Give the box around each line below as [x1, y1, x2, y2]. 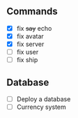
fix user [16, 48, 39, 56]
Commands [6, 6, 58, 17]
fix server [16, 40, 45, 48]
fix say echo [16, 24, 52, 32]
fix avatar [16, 31, 45, 40]
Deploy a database [16, 94, 71, 103]
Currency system [16, 103, 67, 111]
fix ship [16, 56, 38, 64]
